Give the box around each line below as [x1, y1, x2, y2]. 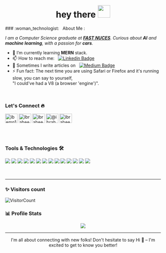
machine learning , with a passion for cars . [5, 40, 93, 46]
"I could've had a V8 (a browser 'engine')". [12, 80, 99, 86]
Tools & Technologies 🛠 [5, 145, 64, 152]
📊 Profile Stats [5, 210, 42, 217]
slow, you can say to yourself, [12, 75, 73, 81]
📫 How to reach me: [12, 55, 55, 61]
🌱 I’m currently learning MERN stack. [12, 49, 87, 55]
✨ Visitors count [5, 186, 45, 193]
